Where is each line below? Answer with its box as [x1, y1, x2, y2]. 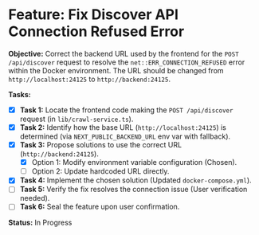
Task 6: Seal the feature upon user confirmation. [19, 202, 180, 212]
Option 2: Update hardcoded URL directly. [31, 166, 170, 176]
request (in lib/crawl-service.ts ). [19, 114, 134, 123]
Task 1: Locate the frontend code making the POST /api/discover [19, 105, 233, 115]
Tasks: [8, 89, 31, 99]
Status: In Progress [8, 217, 73, 228]
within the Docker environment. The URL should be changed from [8, 65, 225, 75]
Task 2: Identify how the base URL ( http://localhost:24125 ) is [19, 123, 227, 132]
